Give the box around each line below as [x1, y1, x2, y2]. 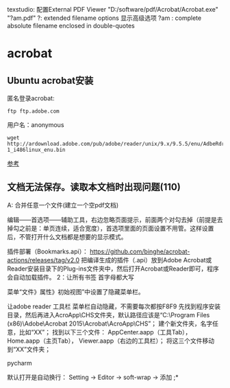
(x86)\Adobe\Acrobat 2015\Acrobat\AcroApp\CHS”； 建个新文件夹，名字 [7, 319, 213, 328]
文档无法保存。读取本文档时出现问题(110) [7, 181, 181, 193]
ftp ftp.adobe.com [7, 108, 60, 115]
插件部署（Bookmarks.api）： [7, 247, 89, 255]
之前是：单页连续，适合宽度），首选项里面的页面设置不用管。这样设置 [18, 224, 214, 232]
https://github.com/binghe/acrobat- [90, 247, 190, 255]
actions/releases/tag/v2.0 [7, 255, 80, 264]
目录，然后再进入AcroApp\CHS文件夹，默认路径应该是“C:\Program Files [7, 310, 210, 319]
